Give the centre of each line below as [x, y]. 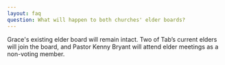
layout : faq [24, 13]
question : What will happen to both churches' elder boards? [96, 20]
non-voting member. [36, 54]
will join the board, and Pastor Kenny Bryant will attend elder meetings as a [113, 47]
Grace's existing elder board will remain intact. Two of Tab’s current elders [112, 39]
